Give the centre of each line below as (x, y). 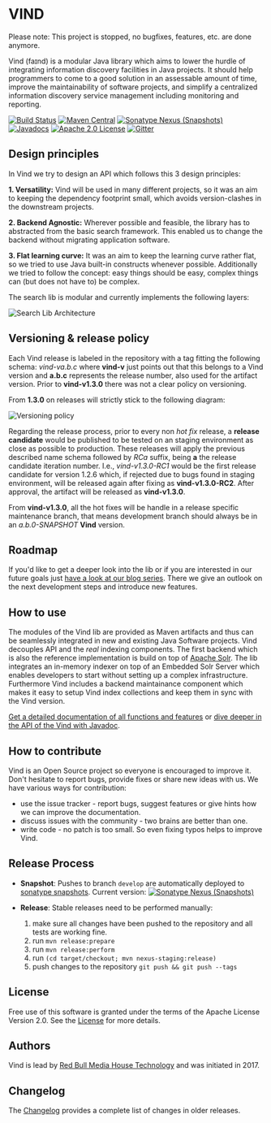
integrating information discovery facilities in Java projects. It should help (131, 69)
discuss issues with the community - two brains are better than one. (134, 821)
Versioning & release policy (79, 338)
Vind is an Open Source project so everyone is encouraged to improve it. (130, 770)
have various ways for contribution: (68, 788)
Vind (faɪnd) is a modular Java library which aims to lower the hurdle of (127, 61)
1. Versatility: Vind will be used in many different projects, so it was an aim (133, 189)
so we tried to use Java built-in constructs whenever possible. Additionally (133, 264)
